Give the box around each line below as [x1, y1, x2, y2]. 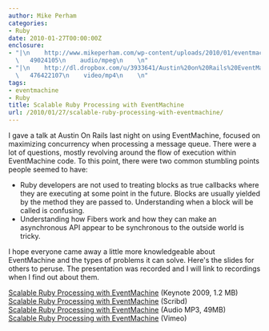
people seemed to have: [8, 165, 88, 174]
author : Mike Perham [8, 11, 78, 20]
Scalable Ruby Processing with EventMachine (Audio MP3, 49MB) [8, 305, 227, 314]
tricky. [19, 232, 42, 240]
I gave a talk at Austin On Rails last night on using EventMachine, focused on [8, 131, 261, 140]
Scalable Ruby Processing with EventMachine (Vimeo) [8, 313, 187, 323]
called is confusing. [19, 206, 85, 215]
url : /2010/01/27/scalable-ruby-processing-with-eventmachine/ [8, 109, 224, 117]
